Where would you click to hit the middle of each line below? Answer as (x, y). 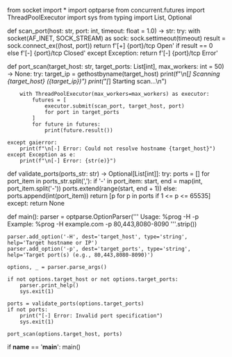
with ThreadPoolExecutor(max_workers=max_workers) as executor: (115, 94)
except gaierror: (32, 142)
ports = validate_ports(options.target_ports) (76, 304)
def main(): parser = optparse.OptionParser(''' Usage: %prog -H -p (103, 217)
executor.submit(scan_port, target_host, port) (115, 106)
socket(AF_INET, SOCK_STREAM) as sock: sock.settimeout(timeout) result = (116, 38)
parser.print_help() (49, 285)
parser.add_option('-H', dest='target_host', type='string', (98, 237)
